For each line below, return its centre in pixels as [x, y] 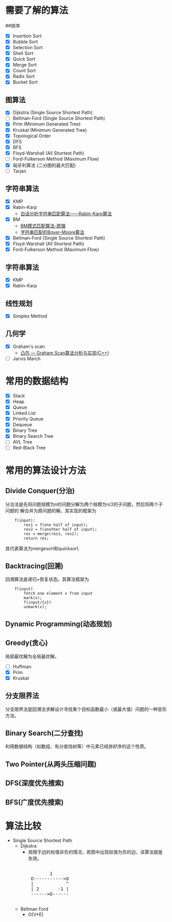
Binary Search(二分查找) [44, 733]
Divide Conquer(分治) [40, 491]
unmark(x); [35, 607]
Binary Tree [25, 430]
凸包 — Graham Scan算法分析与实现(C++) [64, 353]
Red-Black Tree [29, 448]
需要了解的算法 [37, 11]
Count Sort [24, 71]
